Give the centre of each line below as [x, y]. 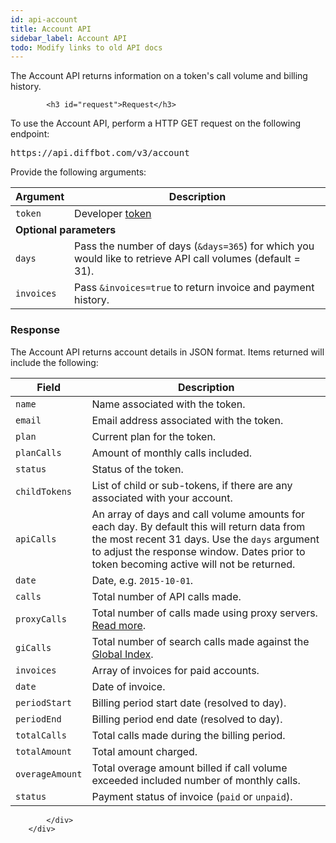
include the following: [54, 362]
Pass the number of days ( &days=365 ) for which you [194, 246]
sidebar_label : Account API [69, 38]
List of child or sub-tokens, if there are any [192, 485]
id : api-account [44, 19]
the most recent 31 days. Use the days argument [205, 539]
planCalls [38, 452]
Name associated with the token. [168, 404]
